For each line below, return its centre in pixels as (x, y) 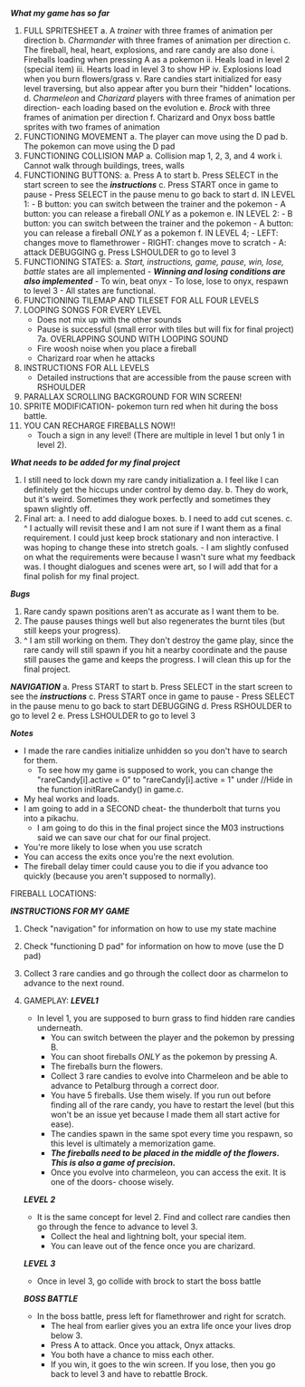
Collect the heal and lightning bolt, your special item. (148, 1236)
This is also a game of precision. (113, 1163)
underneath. (60, 1028)
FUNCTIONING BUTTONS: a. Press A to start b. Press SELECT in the (151, 175)
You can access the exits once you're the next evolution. (129, 857)
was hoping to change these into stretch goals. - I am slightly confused (156, 547)
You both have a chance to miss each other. (132, 1355)
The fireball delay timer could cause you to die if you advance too (146, 866)
